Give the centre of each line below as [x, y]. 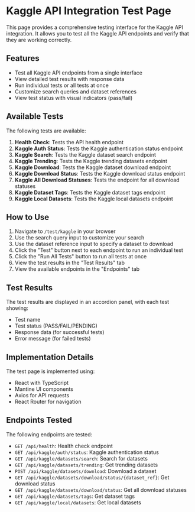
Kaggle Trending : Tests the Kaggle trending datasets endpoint [91, 161]
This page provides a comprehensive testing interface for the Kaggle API [95, 27]
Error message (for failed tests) [53, 339]
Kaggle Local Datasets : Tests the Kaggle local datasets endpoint [94, 199]
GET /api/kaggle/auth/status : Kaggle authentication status [87, 452]
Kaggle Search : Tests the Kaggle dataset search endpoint [85, 154]
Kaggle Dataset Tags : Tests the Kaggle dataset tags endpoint [90, 192]
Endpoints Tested [39, 420]
